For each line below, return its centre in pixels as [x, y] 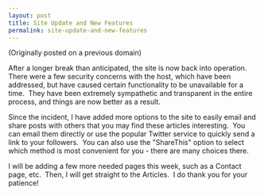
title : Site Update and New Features [71, 23]
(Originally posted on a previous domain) [75, 53]
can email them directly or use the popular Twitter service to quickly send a [132, 134]
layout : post [30, 15]
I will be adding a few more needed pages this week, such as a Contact [125, 166]
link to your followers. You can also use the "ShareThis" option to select [126, 143]
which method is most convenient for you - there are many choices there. [128, 151]
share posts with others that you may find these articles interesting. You [127, 126]
